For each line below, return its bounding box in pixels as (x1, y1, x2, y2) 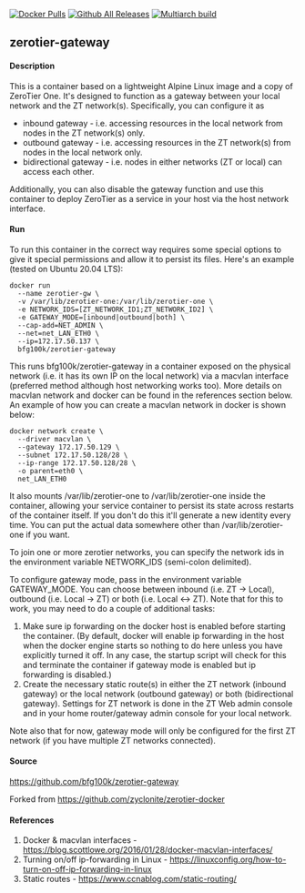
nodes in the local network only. (22, 147, 143, 157)
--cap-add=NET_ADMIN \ (17, 320, 104, 330)
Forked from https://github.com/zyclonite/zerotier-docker (9, 794, 225, 805)
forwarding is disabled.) (22, 669, 112, 680)
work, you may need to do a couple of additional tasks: (9, 603, 216, 614)
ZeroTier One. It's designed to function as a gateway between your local (9, 90, 280, 101)
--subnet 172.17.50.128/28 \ (17, 451, 128, 460)
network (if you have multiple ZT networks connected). (9, 735, 217, 746)
